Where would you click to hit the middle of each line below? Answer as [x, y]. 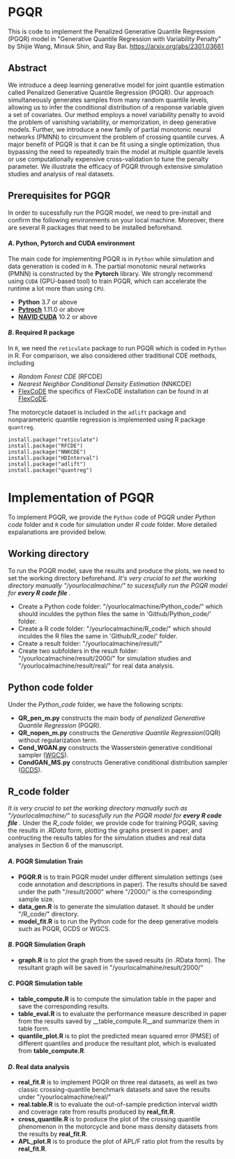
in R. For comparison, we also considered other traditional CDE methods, [112, 355]
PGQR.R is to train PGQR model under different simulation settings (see [120, 877]
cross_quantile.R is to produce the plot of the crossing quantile [109, 1119]
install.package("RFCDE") [45, 446]
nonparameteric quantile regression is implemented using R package [107, 420]
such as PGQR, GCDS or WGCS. [64, 928]
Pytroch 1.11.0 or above [51, 309]
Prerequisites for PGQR [59, 196]
